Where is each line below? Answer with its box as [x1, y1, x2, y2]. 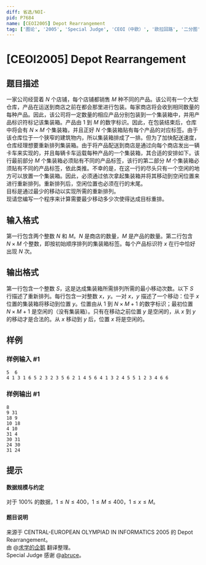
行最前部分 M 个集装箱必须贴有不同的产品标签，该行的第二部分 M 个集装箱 [6, 157, 194, 164]
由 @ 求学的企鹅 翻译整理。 [6, 544, 74, 551]
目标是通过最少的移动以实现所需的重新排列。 [6, 188, 120, 195]
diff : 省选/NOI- [6, 9, 46, 15]
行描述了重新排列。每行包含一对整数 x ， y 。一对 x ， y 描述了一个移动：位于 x [6, 292, 199, 300]
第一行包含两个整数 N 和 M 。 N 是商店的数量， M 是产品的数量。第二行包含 [6, 232, 193, 240]
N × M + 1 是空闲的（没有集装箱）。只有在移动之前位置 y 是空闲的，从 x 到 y [6, 308, 196, 315]
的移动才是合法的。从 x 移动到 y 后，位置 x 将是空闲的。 [6, 315, 148, 322]
